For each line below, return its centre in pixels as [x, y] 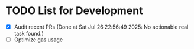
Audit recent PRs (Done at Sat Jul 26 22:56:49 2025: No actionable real [101, 27]
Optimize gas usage [38, 40]
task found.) [29, 34]
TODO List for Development [74, 11]
